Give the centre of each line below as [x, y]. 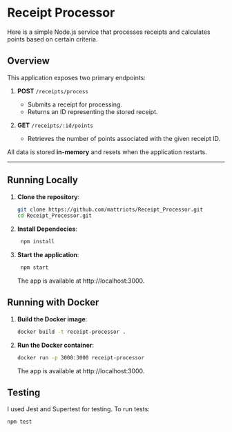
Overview [29, 61]
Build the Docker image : [52, 319]
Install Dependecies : [47, 229]
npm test [20, 422]
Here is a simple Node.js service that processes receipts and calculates [109, 32]
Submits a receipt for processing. [75, 104]
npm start [35, 267]
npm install [38, 242]
